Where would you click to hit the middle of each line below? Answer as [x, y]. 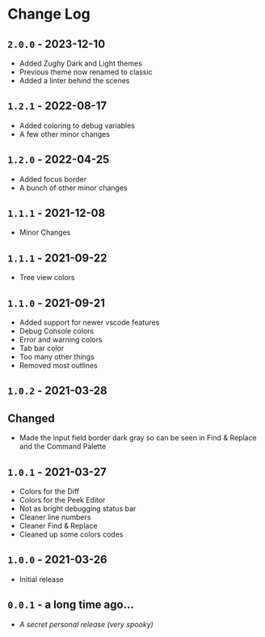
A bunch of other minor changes [73, 188]
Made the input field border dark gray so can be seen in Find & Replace [138, 438]
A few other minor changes [65, 134]
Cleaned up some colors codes [71, 534]
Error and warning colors [61, 340]
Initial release [41, 579]
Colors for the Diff [49, 491]
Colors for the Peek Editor [62, 500]
